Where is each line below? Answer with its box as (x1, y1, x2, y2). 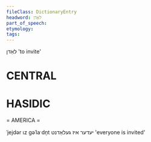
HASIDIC (6, 97, 51, 111)
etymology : (6, 25, 34, 32)
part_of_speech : (6, 20, 47, 26)
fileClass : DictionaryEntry (6, 8, 77, 15)
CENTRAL (6, 69, 57, 83)
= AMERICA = (6, 117, 40, 124)
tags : (6, 31, 20, 37)
